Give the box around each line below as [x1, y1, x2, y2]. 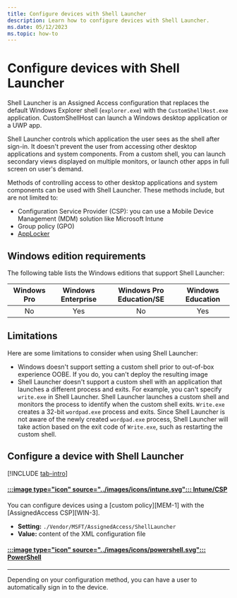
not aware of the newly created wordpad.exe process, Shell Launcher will [17, 415, 229, 423]
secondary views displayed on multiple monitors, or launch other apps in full [7, 157, 229, 166]
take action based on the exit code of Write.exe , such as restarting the [17, 422, 224, 431]
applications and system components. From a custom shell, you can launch [7, 149, 226, 159]
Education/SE [117, 294, 164, 304]
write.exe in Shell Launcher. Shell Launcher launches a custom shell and [17, 392, 229, 401]
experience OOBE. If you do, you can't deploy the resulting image [17, 370, 208, 378]
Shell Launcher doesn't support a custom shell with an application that [17, 377, 223, 386]
